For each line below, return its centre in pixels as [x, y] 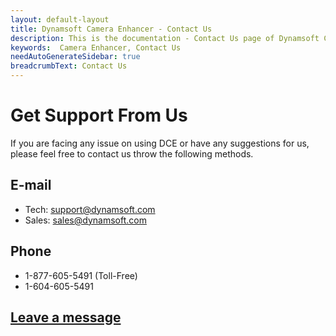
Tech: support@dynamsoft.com [90, 209]
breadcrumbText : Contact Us [69, 66]
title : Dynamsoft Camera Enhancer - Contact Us [111, 29]
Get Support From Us [99, 115]
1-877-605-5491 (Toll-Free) [81, 275]
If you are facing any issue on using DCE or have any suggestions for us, [160, 143]
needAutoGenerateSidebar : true [75, 57]
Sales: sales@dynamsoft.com [85, 220]
